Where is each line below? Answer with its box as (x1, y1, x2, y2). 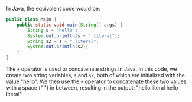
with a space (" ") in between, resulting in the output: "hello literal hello (6, 84, 178, 91)
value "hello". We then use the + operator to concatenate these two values (6, 78, 187, 85)
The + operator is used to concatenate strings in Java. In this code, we (6, 65, 177, 73)
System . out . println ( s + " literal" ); (27, 32, 120, 39)
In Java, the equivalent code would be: (6, 5, 100, 12)
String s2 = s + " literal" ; (27, 38, 99, 44)
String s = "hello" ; (27, 27, 78, 33)
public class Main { (6, 17, 57, 22)
